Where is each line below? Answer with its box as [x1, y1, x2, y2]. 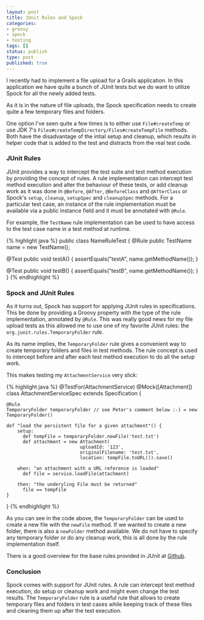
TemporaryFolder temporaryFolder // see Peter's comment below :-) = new [6, 407, 198, 413]
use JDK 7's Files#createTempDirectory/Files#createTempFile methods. [6, 126, 189, 133]
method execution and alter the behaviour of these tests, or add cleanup [6, 181, 188, 188]
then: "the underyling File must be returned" [17, 482, 138, 488]
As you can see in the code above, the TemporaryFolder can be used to [6, 515, 184, 522]
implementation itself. [6, 540, 60, 548]
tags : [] [6, 43, 29, 49]
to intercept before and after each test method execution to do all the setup [6, 353, 195, 361]
